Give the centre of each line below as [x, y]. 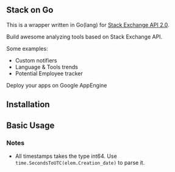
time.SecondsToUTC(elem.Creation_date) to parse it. [80, 162]
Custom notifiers [36, 60]
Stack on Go [30, 10]
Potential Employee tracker [49, 73]
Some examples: [27, 48]
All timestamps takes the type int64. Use [66, 156]
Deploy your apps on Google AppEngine [57, 85]
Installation [28, 104]
